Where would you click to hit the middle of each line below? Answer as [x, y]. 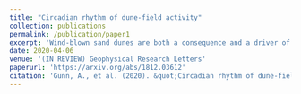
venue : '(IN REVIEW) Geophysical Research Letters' [107, 59]
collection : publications [57, 26]
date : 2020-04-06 [42, 51]
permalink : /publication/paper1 [69, 34]
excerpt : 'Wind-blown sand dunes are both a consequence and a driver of [150, 43]
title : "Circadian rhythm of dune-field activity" [106, 17]
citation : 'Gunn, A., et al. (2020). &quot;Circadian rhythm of [132, 76]
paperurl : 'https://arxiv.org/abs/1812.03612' [98, 68]
